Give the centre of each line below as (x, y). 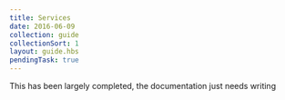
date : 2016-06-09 (42, 26)
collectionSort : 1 (44, 43)
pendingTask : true (44, 60)
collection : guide (44, 35)
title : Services (40, 18)
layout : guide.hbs (44, 52)
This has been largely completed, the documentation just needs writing (142, 86)
